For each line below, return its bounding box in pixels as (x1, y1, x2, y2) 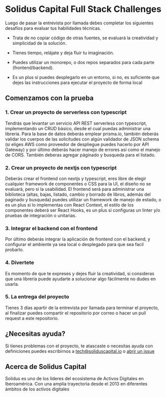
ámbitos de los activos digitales (5, 386, 69, 392)
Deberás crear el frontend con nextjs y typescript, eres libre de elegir (5, 175, 147, 181)
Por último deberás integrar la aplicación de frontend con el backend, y (5, 236, 151, 242)
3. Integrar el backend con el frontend (5, 225, 98, 232)
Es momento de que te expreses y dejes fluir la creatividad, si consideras (5, 270, 155, 276)
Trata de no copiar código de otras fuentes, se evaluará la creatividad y (12, 35, 159, 41)
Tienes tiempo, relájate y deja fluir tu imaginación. (12, 50, 114, 56)
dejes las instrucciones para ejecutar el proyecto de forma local (12, 79, 143, 85)
